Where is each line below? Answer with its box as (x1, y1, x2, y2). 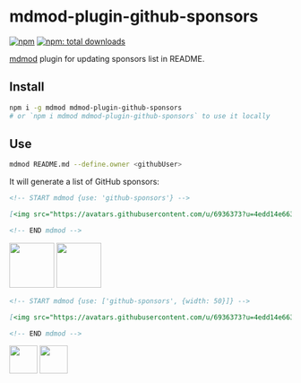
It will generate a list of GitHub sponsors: (9, 177, 159, 187)
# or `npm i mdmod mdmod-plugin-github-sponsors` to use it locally (9, 111, 271, 120)
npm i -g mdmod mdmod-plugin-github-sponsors (9, 103, 182, 112)
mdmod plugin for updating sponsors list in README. (9, 53, 205, 64)
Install (9, 79, 45, 95)
